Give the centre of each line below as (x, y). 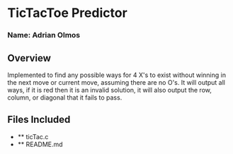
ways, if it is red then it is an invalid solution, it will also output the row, (110, 90)
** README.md (40, 144)
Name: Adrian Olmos (44, 35)
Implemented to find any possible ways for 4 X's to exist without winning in (117, 75)
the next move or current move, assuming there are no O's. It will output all (116, 82)
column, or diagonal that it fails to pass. (65, 97)
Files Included (39, 120)
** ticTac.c (33, 136)
